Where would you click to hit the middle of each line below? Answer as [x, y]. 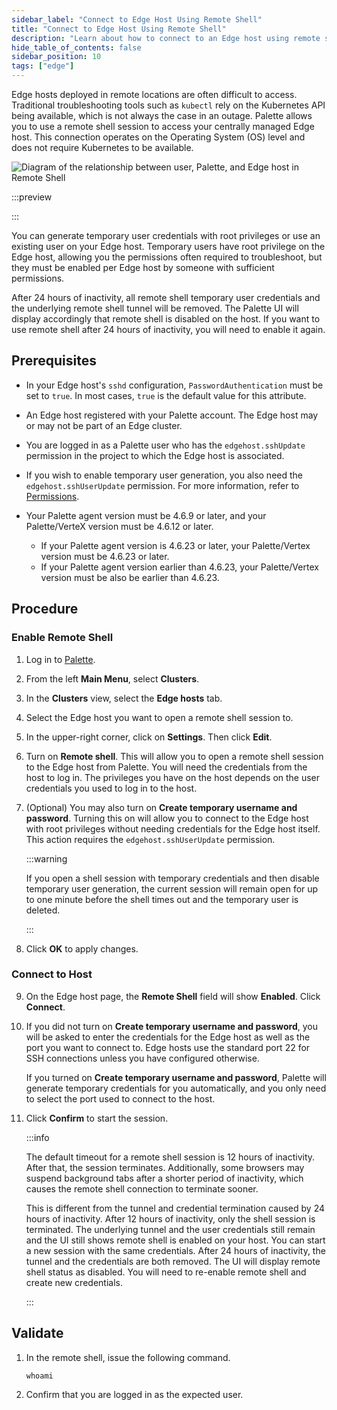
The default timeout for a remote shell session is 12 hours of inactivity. [170, 1157]
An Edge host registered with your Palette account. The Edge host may [172, 415]
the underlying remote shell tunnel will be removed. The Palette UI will [155, 308]
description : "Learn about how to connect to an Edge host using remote [166, 38]
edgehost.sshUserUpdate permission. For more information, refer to [162, 485]
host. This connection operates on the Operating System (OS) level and [158, 137]
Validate [37, 1333]
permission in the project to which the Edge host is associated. [155, 455]
